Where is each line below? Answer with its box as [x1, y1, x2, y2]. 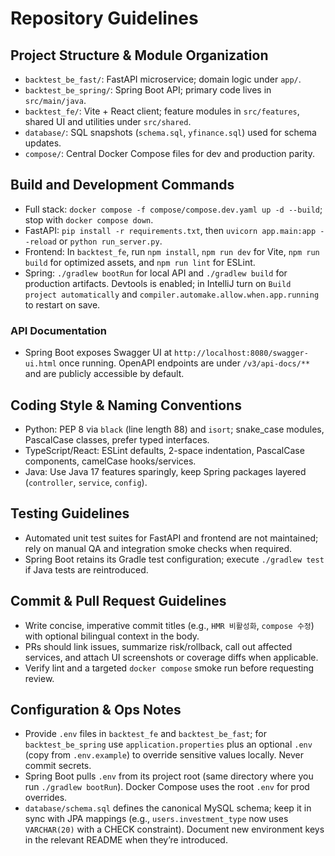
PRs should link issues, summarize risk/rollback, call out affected [24, 640, 293, 652]
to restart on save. [24, 298, 101, 311]
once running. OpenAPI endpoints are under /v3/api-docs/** [58, 357, 311, 369]
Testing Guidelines [10, 505, 130, 522]
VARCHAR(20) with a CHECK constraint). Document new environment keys [24, 823, 325, 836]
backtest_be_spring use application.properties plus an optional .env [24, 738, 313, 751]
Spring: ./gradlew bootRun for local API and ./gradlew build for [24, 267, 288, 279]
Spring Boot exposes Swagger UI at [24, 347, 173, 359]
